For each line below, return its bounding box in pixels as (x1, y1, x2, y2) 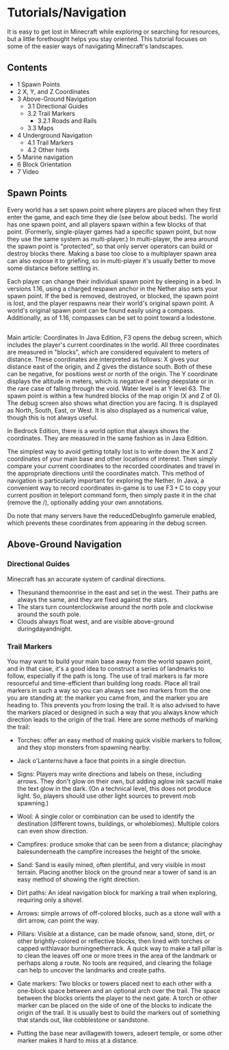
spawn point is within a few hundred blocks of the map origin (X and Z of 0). (7, 391, 222, 400)
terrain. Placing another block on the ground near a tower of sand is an (16, 868, 217, 876)
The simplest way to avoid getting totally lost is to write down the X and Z (7, 447, 214, 455)
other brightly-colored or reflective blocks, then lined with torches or (16, 937, 211, 945)
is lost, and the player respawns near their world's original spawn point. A (7, 299, 214, 307)
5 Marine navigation (16, 153, 73, 161)
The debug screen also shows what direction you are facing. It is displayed (7, 399, 218, 407)
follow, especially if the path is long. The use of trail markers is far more (7, 672, 208, 680)
